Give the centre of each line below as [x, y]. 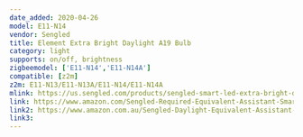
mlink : [22, 93]
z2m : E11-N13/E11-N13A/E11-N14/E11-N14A [87, 85]
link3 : [22, 118]
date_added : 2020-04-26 [54, 18]
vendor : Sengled [40, 34]
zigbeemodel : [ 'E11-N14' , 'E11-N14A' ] [80, 68]
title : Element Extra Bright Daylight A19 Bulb [101, 43]
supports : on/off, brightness [66, 59]
